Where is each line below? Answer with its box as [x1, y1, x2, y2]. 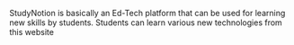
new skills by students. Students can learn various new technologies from [9, 17, 283, 28]
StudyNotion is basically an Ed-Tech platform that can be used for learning [9, 8, 286, 18]
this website [9, 27, 54, 37]
